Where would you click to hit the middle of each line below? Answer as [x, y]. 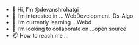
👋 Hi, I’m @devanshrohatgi [45, 9]
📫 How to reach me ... [40, 36]
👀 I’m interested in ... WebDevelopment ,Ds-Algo [73, 16]
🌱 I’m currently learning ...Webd [52, 22]
